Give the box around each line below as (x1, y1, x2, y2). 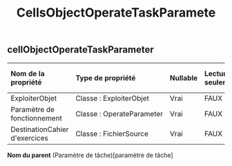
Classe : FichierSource (75, 129, 148, 138)
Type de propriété (75, 73, 136, 82)
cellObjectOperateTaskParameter (7, 44, 154, 56)
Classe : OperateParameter (75, 109, 164, 118)
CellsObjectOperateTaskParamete (16, 5, 216, 21)
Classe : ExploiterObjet (75, 93, 150, 103)
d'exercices (10, 133, 48, 142)
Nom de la (10, 68, 45, 78)
